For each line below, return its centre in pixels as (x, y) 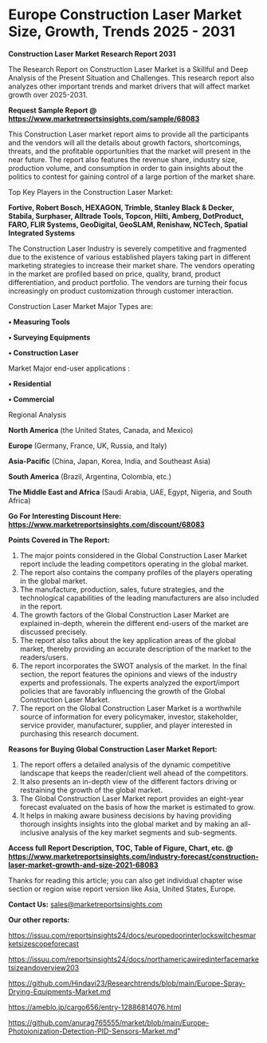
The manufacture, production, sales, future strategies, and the (122, 589)
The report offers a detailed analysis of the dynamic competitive (125, 764)
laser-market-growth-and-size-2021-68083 (83, 865)
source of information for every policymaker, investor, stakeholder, (129, 716)
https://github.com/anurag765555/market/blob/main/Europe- (109, 1022)
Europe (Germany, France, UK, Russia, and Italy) (88, 446)
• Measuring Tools (39, 322)
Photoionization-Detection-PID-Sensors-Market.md (93, 1031)
